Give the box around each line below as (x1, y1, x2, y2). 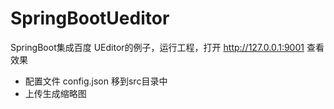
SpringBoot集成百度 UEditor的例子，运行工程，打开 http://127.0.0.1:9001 (10, 41, 305, 53)
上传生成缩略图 (24, 87, 87, 99)
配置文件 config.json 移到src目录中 (24, 75, 168, 87)
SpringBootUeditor (10, 7, 170, 30)
